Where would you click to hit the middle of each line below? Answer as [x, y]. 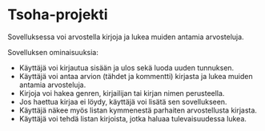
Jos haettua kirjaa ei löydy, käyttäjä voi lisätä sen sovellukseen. [123, 101]
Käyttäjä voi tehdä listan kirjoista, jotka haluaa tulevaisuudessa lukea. [133, 118]
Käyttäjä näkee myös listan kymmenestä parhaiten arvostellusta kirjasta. [138, 110]
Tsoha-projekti [58, 15]
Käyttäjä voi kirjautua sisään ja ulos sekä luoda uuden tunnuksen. [126, 67]
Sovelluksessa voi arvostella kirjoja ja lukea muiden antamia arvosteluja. [126, 37]
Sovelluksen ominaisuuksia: [53, 52]
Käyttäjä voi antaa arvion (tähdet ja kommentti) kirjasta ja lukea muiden [136, 76]
